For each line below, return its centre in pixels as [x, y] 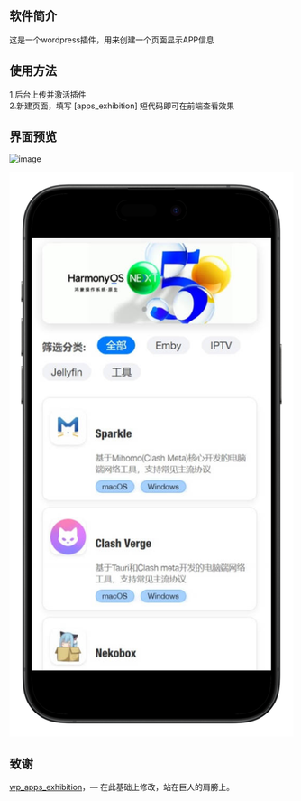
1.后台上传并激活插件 [48, 94]
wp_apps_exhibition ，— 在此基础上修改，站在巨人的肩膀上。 [122, 787]
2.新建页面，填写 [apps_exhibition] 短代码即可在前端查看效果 [122, 106]
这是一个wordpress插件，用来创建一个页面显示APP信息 [112, 40]
